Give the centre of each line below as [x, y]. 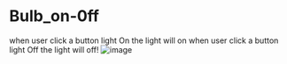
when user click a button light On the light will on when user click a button [144, 40]
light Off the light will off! [54, 49]
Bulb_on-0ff [54, 16]
